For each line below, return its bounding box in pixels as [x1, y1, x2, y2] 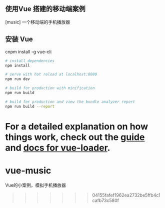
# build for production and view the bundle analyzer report [5, 99, 135, 104]
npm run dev [5, 76, 30, 81]
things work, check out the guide [5, 131, 145, 142]
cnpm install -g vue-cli [5, 48, 51, 54]
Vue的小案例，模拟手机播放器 [5, 182, 66, 188]
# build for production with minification [5, 85, 95, 91]
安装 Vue [5, 35, 33, 43]
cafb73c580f [92, 197, 119, 203]
